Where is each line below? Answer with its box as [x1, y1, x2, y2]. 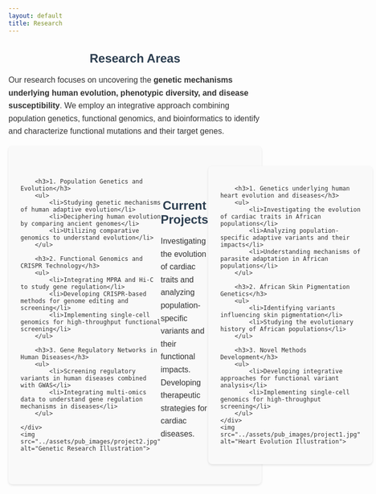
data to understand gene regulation [20, 395, 143, 404]
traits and [160, 275, 194, 284]
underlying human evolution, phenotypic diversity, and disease [8, 88, 249, 97]
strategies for [160, 403, 207, 413]
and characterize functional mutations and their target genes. [8, 126, 225, 137]
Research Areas [89, 51, 181, 66]
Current [162, 198, 206, 213]
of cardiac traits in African [219, 213, 321, 221]
